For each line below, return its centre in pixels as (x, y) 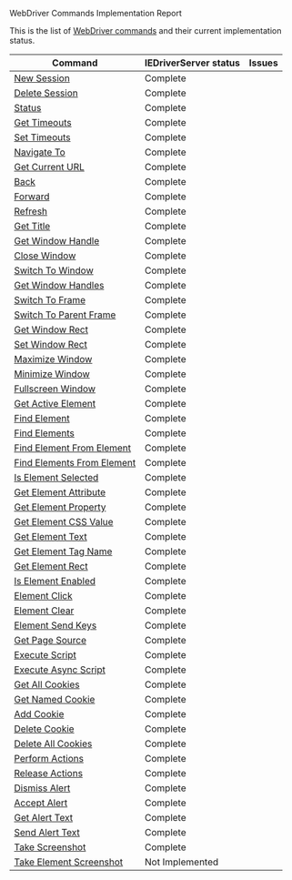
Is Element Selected (56, 477)
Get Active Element (55, 404)
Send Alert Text (47, 832)
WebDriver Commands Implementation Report (96, 13)
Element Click (43, 596)
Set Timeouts (42, 137)
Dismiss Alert (42, 788)
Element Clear (44, 611)
